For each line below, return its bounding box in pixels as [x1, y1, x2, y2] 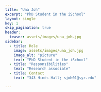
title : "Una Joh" [5, 7, 40, 12]
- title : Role [9, 44, 38, 48]
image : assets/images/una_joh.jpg [14, 48, 84, 53]
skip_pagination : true [5, 25, 51, 30]
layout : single [5, 16, 36, 21]
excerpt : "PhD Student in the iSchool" [5, 12, 86, 17]
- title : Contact [9, 71, 45, 76]
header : [5, 30, 21, 35]
